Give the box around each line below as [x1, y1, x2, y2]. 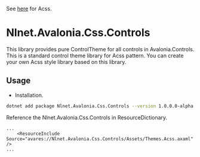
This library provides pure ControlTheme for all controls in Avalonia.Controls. [6, 45, 195, 53]
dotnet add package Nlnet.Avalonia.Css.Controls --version [6, 103, 156, 109]
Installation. [14, 91, 44, 98]
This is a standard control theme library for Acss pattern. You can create [6, 52, 184, 59]
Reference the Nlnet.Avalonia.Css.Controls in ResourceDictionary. [6, 113, 168, 121]
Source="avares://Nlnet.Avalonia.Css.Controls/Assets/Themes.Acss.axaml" [6, 136, 194, 142]
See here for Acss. [6, 5, 52, 12]
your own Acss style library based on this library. [6, 58, 127, 65]
